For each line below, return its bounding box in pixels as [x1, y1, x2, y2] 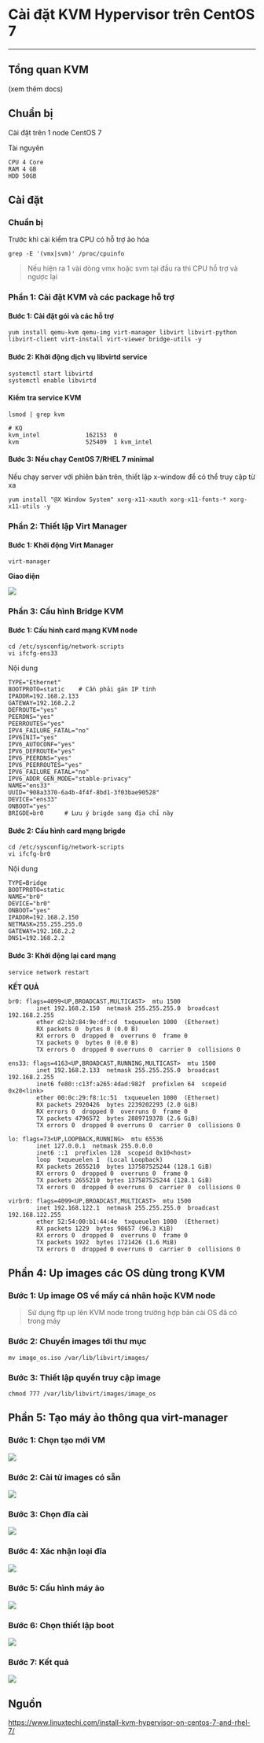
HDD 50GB [8, 171, 37, 180]
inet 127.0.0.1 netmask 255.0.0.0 [36, 1142, 153, 1150]
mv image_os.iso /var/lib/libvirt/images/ [8, 1354, 149, 1362]
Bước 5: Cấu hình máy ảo [8, 1583, 104, 1594]
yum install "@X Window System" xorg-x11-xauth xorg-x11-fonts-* [8, 496, 226, 503]
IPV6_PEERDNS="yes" [8, 754, 72, 762]
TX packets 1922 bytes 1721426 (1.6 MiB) [36, 1238, 178, 1246]
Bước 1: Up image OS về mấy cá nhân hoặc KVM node [8, 1290, 216, 1301]
